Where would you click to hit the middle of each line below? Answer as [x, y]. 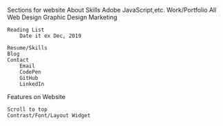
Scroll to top [28, 109]
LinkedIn [32, 84]
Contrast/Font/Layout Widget [49, 116]
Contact [18, 60]
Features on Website [36, 97]
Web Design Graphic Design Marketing [62, 17]
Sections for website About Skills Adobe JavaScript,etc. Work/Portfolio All [112, 10]
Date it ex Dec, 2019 [50, 36]
